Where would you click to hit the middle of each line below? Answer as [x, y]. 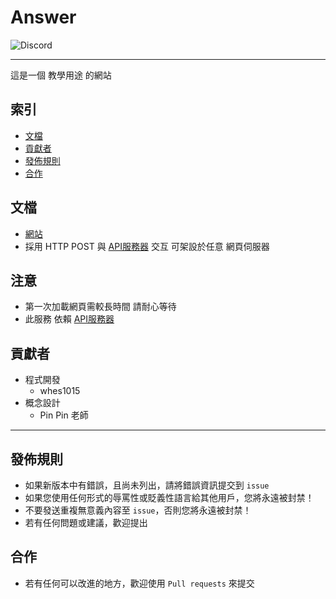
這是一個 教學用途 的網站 [61, 75]
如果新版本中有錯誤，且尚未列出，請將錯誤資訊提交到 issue [147, 485]
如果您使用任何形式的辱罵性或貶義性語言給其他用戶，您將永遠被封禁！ [169, 497]
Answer [43, 17]
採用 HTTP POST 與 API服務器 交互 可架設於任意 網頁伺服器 [147, 246]
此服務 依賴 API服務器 [69, 319]
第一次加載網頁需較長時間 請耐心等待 [100, 307]
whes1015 [60, 391]
